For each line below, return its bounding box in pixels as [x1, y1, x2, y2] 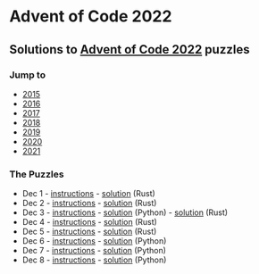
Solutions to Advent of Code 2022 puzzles [9, 42, 250, 57]
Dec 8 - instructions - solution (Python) [21, 254, 167, 265]
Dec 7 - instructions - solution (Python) [21, 245, 167, 256]
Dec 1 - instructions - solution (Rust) [21, 188, 156, 199]
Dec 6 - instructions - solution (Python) [21, 236, 167, 246]
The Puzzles [9, 168, 64, 180]
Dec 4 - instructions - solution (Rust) [21, 217, 158, 228]
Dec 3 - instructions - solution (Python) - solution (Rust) [21, 207, 229, 218]
